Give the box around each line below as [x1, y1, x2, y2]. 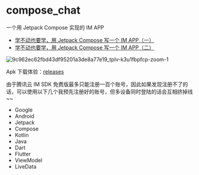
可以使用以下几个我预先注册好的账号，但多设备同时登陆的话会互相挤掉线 [16, 88, 193, 95]
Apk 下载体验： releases [6, 68, 64, 75]
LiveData [14, 163, 37, 170]
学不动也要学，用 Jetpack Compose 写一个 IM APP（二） [14, 44, 155, 51]
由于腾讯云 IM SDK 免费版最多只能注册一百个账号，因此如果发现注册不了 [6, 81, 183, 88]
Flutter [14, 150, 31, 157]
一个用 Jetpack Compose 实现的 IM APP [6, 24, 105, 31]
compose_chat [6, 4, 81, 17]
